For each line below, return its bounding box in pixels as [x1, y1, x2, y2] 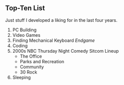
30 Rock [19, 69, 37, 75]
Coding [12, 42, 28, 49]
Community [19, 64, 44, 70]
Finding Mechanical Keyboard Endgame [12, 37, 95, 43]
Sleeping [12, 74, 31, 80]
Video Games [12, 32, 41, 38]
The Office [19, 53, 42, 59]
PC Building [12, 27, 36, 33]
